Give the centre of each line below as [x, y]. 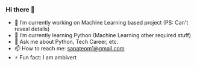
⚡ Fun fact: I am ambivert [45, 58]
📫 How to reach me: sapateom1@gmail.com [69, 49]
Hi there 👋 [20, 10]
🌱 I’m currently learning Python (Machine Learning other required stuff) [102, 35]
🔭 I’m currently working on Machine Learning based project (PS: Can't [101, 23]
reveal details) [32, 29]
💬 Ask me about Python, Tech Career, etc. [66, 42]
